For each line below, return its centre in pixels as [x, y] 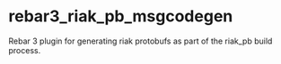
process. [25, 50]
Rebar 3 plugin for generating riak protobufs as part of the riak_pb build [140, 41]
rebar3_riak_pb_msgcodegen [121, 16]
